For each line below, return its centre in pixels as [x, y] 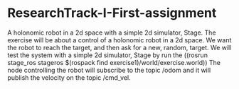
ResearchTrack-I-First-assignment [112, 13]
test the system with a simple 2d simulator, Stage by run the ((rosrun [108, 55]
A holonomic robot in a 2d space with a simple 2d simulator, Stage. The [112, 32]
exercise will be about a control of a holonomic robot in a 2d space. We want [119, 40]
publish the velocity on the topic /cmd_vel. [69, 77]
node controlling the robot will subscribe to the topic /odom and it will [109, 70]
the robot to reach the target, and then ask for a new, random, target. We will [119, 47]
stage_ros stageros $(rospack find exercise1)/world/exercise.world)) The [114, 62]
